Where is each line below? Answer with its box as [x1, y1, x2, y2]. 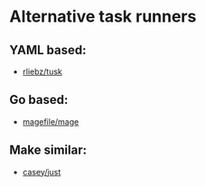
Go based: [9, 92, 69, 107]
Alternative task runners [9, 6, 197, 27]
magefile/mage [22, 116, 79, 127]
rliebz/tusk [22, 66, 63, 77]
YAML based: [9, 42, 87, 58]
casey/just [22, 166, 61, 177]
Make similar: [9, 143, 88, 158]
